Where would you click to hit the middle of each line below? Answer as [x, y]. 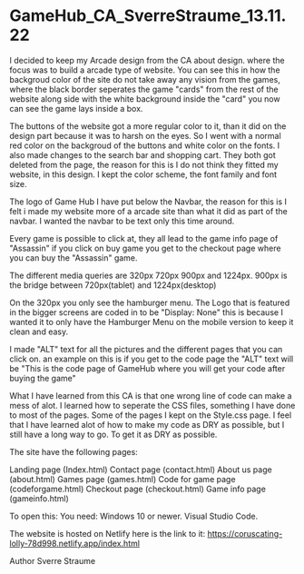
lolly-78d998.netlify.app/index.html [75, 543]
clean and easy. [39, 332]
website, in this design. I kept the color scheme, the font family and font [143, 174]
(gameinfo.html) [39, 498]
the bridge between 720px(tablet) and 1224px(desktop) [113, 285]
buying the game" [43, 378]
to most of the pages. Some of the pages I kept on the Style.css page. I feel [151, 415]
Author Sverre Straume [53, 560]
